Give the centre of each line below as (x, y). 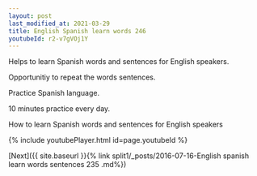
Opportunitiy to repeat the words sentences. (82, 77)
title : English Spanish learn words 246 (78, 31)
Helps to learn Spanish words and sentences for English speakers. (119, 62)
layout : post (30, 16)
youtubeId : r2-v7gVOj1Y (48, 39)
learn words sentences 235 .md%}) (67, 165)
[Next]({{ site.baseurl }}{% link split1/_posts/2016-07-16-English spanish (129, 156)
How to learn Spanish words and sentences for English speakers (116, 124)
